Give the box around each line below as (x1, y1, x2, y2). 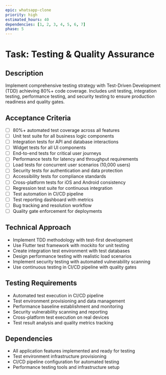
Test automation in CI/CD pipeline (12, 190, 84, 197)
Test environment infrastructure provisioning (12, 354, 107, 360)
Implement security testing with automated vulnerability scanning (12, 258, 151, 264)
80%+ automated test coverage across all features (12, 127, 120, 133)
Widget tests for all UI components (12, 144, 86, 151)
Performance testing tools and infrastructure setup (12, 364, 120, 370)
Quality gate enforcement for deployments (12, 208, 102, 214)
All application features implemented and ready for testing (12, 348, 135, 354)
